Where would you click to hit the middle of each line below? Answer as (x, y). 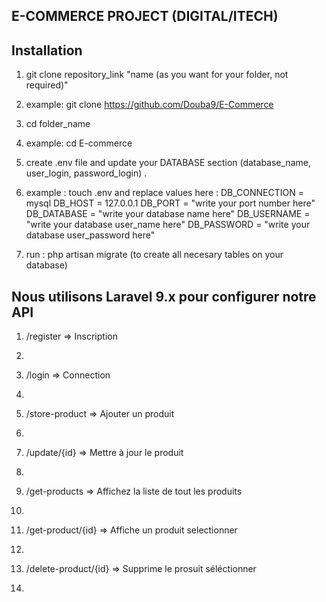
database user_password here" (90, 235)
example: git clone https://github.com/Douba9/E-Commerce (149, 105)
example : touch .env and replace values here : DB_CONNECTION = (164, 193)
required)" (47, 85)
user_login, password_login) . (86, 173)
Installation (47, 50)
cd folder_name (58, 124)
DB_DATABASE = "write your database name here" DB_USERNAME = (168, 214)
